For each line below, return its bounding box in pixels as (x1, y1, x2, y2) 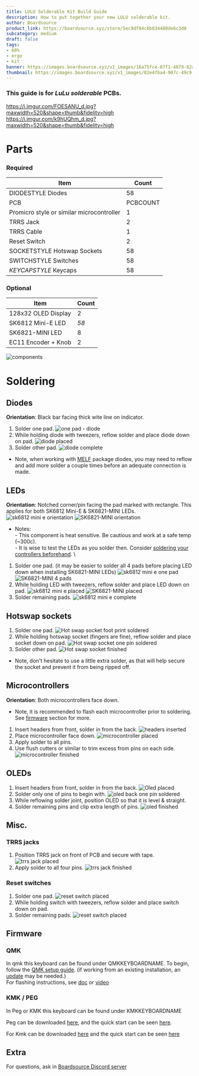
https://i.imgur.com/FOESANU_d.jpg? (6, 102, 97, 110)
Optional (6, 283, 31, 292)
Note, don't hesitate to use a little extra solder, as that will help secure (14, 657, 185, 664)
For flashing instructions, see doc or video (6, 979, 110, 986)
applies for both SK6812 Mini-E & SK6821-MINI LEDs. (6, 507, 136, 515)
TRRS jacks (6, 838, 40, 846)
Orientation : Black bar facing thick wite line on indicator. (6, 414, 144, 421)
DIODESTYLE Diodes (9, 189, 68, 197)
